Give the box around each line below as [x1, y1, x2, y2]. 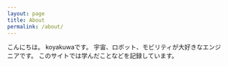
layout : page [7, 10, 45, 17]
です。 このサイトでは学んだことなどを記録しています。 [19, 51, 179, 60]
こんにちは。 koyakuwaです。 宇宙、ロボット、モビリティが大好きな [7, 43, 203, 51]
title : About [7, 17, 45, 24]
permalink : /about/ [7, 23, 64, 30]
